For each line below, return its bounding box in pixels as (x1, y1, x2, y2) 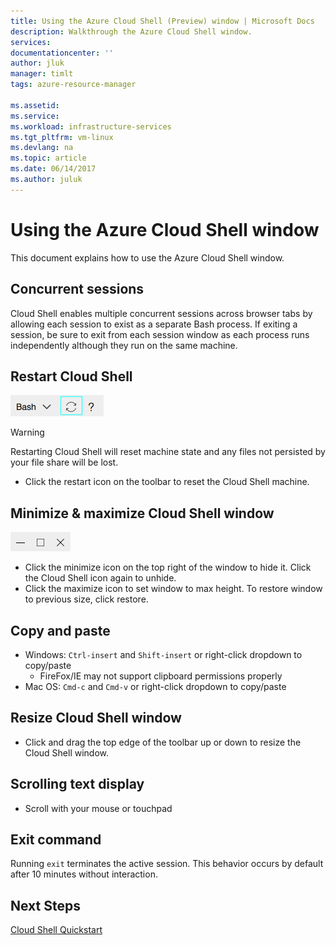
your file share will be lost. (10, 456, 119, 469)
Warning (10, 426, 45, 439)
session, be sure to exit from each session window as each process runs (10, 328, 310, 340)
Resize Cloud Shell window (10, 710, 182, 727)
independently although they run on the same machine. (10, 339, 238, 351)
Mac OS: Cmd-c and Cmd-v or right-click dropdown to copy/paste (24, 680, 287, 692)
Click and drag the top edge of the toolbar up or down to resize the (24, 736, 302, 748)
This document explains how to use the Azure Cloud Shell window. (10, 251, 285, 264)
